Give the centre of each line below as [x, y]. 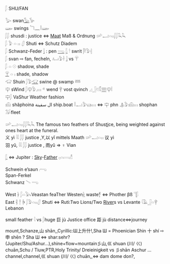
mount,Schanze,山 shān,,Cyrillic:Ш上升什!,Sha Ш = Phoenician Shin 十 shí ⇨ [85, 231]
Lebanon [15, 208]
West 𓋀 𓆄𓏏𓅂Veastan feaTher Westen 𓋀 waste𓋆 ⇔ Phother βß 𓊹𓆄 [72, 194]
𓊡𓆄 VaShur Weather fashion [35, 97]
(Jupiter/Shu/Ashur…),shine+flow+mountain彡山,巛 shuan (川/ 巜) [74, 243]
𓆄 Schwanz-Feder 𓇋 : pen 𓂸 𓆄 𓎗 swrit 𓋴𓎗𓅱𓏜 [49, 51]
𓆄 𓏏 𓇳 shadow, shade [27, 66]
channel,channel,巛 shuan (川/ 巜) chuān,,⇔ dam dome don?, [70, 256]
